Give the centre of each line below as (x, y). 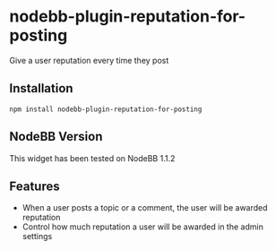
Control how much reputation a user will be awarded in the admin (143, 227)
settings (37, 237)
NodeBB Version (56, 137)
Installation (41, 88)
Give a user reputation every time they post (89, 60)
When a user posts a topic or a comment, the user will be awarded (145, 208)
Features (34, 186)
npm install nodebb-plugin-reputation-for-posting (106, 109)
